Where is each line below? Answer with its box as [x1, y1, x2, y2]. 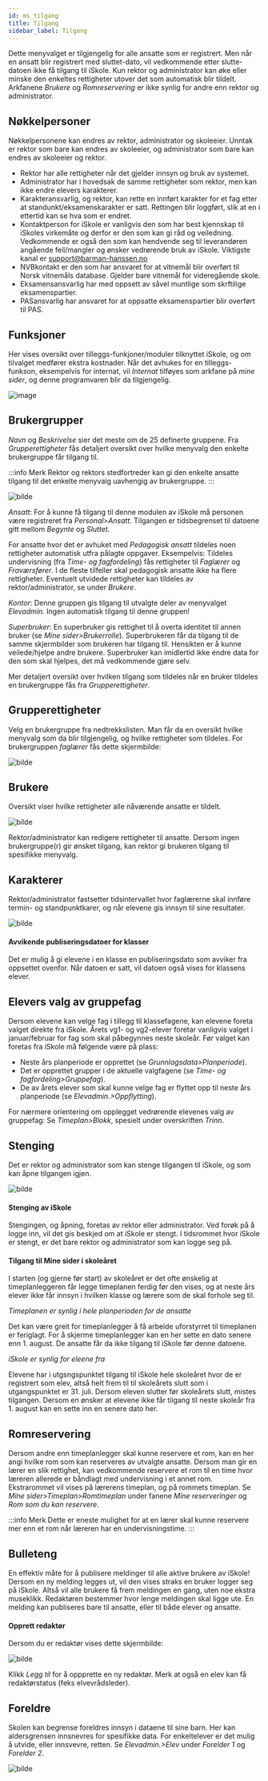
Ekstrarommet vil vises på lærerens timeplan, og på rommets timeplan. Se [8, 1483, 251, 1492]
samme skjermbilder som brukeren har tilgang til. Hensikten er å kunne [8, 639, 242, 648]
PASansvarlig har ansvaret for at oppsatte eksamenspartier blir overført [19, 296, 255, 306]
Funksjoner [8, 328, 66, 342]
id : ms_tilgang [8, 11, 59, 20]
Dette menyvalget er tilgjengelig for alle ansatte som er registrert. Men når [8, 49, 253, 59]
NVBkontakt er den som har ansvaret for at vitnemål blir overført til [19, 262, 240, 272]
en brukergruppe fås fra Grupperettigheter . [8, 680, 150, 690]
